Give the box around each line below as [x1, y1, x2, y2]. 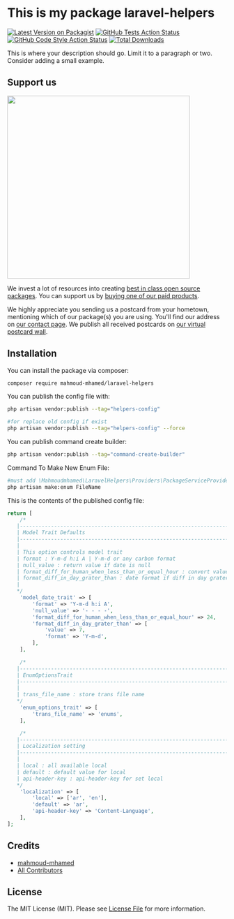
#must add [7, 477, 36, 484]
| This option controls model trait [16, 548, 123, 556]
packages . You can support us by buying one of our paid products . [7, 291, 200, 300]
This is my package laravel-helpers [7, 5, 215, 21]
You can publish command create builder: [7, 438, 127, 446]
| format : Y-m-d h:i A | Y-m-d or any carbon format [16, 555, 176, 562]
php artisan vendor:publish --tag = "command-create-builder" [7, 451, 186, 458]
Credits [7, 840, 40, 852]
